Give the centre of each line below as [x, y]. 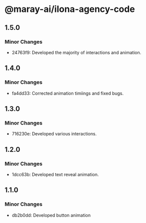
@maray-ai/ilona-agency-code [70, 9]
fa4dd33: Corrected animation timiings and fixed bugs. [68, 93]
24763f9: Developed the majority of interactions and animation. [76, 52]
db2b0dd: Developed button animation [51, 215]
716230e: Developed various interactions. [54, 134]
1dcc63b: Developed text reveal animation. [55, 174]
